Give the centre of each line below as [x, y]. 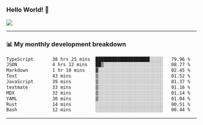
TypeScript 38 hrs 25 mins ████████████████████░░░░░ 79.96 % [98, 59]
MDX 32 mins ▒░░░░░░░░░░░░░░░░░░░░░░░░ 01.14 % [98, 93]
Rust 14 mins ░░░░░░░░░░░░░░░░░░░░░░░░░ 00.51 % [98, 104]
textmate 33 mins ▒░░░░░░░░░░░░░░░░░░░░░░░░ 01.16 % [98, 87]
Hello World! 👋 [28, 10]
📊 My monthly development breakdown [66, 44]
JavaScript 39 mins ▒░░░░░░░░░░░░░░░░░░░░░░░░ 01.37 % [98, 82]
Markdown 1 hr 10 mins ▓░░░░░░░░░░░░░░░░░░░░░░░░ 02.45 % [98, 70]
